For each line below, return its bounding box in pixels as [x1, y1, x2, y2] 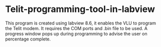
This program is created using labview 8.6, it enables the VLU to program [5, 20, 156, 26]
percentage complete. [5, 36, 51, 42]
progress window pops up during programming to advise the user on [5, 30, 147, 36]
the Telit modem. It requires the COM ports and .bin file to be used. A [5, 25, 148, 31]
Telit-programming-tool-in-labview [5, 3, 155, 15]
